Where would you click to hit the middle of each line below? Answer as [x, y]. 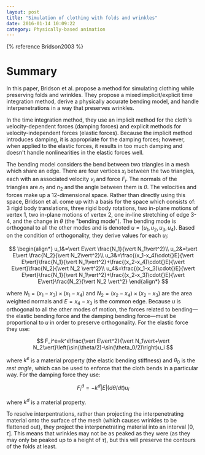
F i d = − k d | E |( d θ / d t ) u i [103, 388]
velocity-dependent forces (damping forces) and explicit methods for [94, 126]
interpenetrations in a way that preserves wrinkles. [71, 108]
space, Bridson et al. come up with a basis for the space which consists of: [101, 201]
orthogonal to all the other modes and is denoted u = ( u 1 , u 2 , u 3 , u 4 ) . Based [101, 228]
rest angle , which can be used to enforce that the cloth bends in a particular [102, 368]
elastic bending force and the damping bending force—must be [96, 316]
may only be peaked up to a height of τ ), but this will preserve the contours [101, 440]
